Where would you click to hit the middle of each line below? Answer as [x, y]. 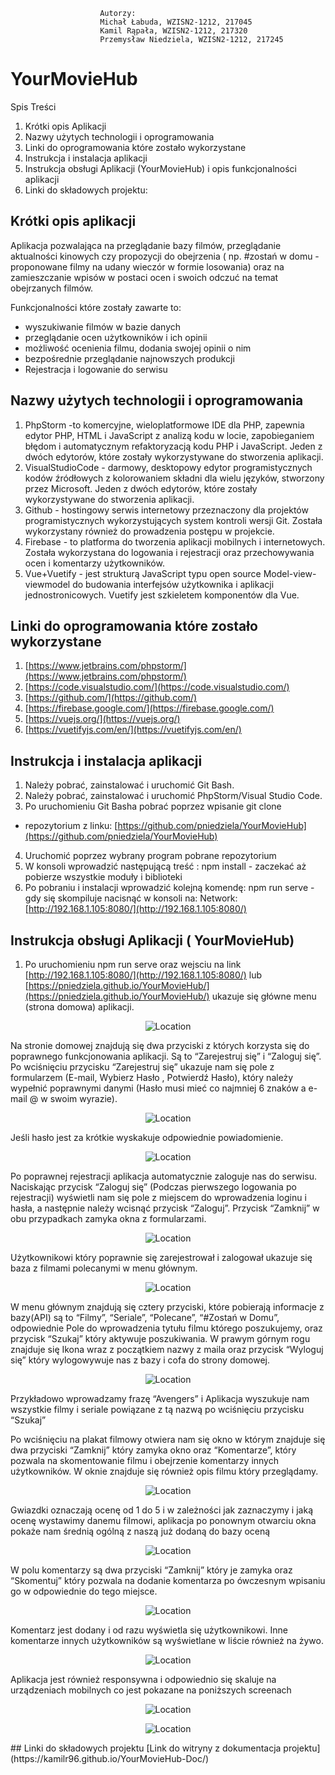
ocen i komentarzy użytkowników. [94, 563]
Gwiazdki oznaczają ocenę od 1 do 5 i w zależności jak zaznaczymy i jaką [161, 1510]
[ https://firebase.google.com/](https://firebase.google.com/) [149, 708]
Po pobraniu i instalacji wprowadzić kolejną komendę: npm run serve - [169, 888]
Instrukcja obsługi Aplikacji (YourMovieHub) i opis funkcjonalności [161, 168]
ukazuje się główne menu [264, 996]
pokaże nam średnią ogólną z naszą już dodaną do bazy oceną [140, 1531]
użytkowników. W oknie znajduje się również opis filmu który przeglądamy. [164, 1471]
